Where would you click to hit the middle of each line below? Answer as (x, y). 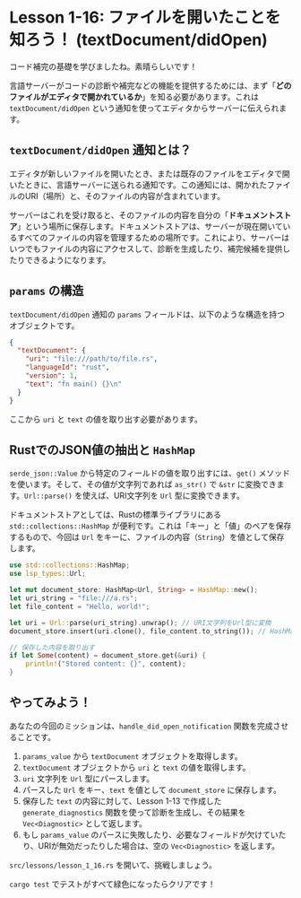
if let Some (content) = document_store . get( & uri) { (107, 656)
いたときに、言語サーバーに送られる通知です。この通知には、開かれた (138, 185)
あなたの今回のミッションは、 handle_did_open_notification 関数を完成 (141, 726)
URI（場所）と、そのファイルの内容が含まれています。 (125, 196)
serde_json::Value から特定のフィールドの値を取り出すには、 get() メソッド (150, 473)
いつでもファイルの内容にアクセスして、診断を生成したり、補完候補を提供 (146, 248)
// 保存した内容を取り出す (52, 647)
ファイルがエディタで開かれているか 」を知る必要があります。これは (134, 96)
